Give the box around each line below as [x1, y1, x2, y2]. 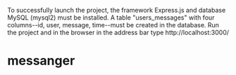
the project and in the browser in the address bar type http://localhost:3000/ [7, 28, 230, 36]
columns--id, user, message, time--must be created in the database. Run [7, 21, 220, 29]
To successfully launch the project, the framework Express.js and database [7, 6, 226, 14]
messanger [7, 53, 75, 69]
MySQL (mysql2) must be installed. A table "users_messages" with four [7, 13, 215, 22]
